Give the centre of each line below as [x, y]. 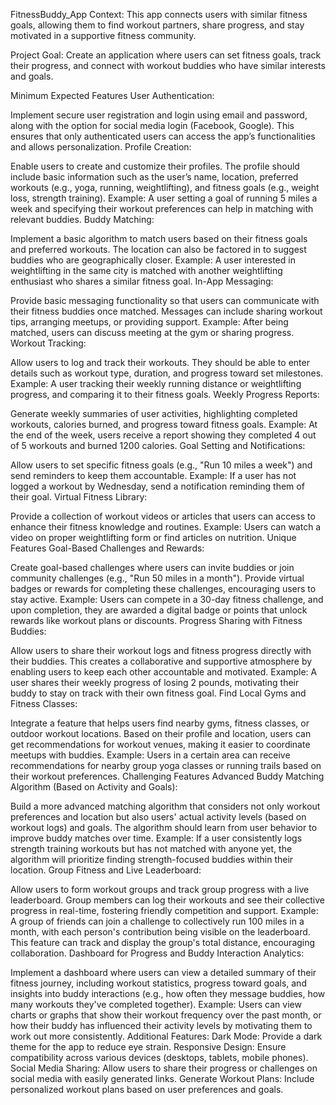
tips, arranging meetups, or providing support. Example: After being [149, 322]
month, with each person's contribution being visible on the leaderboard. [160, 932]
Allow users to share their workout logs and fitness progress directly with [161, 650]
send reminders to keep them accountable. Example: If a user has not [153, 475]
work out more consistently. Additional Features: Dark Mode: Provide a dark [166, 1036]
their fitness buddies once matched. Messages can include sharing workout [166, 311]
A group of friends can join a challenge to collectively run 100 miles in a [157, 921]
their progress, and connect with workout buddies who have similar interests [168, 65]
